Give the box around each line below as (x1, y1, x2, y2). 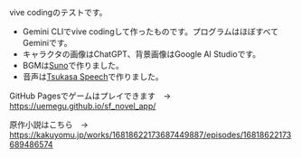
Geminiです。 (22, 38, 72, 48)
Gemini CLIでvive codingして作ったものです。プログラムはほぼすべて (22, 26, 278, 37)
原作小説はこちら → (9, 119, 89, 130)
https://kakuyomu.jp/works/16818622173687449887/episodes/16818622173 (9, 129, 292, 140)
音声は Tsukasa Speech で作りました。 (22, 71, 165, 82)
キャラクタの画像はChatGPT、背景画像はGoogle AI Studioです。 (22, 49, 261, 60)
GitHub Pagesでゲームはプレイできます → (9, 90, 172, 101)
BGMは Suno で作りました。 (22, 60, 124, 70)
